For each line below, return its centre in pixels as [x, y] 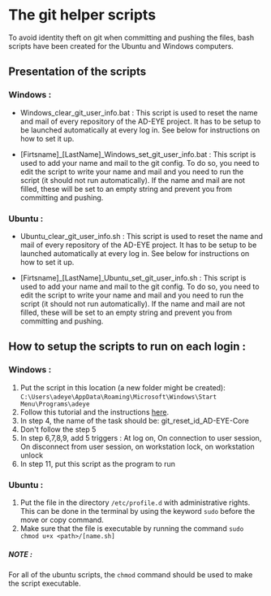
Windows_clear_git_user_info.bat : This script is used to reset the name [139, 112]
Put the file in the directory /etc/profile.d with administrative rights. [135, 502]
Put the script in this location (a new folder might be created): [123, 387]
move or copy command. [62, 520]
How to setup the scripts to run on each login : [127, 347]
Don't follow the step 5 [58, 429]
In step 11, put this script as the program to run [98, 463]
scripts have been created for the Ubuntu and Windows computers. [121, 46]
